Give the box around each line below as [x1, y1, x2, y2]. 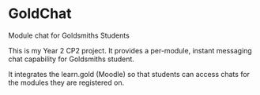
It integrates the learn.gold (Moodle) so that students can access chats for [8, 69, 251, 79]
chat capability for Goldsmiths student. [8, 54, 134, 64]
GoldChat [8, 5, 73, 23]
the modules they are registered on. [8, 78, 125, 87]
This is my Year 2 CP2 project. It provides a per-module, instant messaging [8, 46, 253, 55]
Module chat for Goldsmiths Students [8, 31, 130, 40]
